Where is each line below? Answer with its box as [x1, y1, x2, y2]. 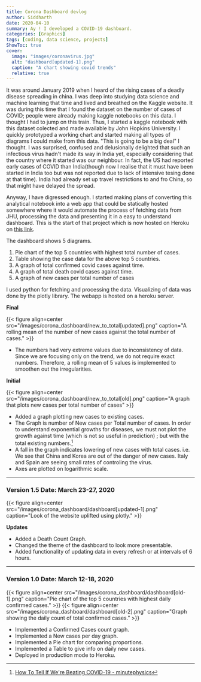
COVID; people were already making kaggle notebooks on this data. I [6, 112, 176, 119]
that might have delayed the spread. [6, 182, 95, 190]
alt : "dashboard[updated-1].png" [11, 59, 95, 65]
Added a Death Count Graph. [14, 535, 87, 543]
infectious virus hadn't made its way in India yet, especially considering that [6, 151, 193, 158]
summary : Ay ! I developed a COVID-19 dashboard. [6, 25, 133, 32]
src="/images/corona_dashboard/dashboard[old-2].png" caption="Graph [6, 608, 187, 615]
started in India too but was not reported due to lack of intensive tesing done [6, 169, 195, 177]
